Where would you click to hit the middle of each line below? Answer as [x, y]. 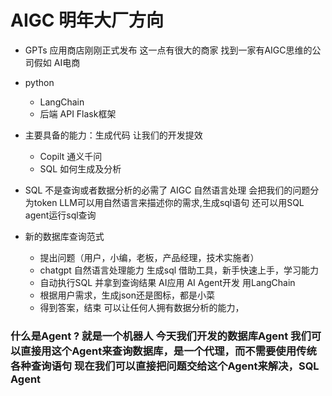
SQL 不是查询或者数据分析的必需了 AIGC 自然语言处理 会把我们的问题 [167, 190]
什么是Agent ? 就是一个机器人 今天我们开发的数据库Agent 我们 [161, 336]
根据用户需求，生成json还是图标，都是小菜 [127, 295]
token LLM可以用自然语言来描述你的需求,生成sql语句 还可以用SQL [169, 202]
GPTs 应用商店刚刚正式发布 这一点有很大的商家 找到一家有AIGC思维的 [168, 50]
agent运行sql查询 [60, 215]
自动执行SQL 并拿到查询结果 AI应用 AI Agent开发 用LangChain [167, 282]
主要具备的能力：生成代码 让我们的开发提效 [113, 135]
